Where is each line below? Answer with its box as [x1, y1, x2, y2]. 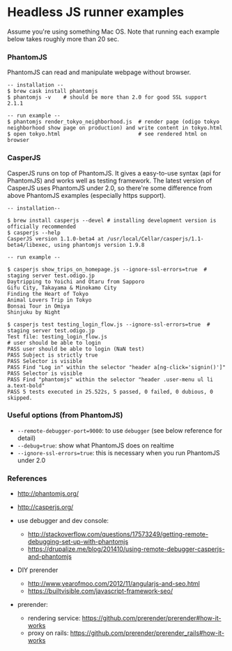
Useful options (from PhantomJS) [7, 410, 123, 420]
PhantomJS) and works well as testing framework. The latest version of [7, 176, 212, 185]
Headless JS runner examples [7, 4, 185, 20]
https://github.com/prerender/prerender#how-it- [82, 614, 222, 622]
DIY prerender [17, 566, 59, 574]
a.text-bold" [7, 382, 45, 389]
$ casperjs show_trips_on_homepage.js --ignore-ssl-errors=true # [7, 266, 208, 273]
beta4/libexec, [7, 241, 52, 248]
